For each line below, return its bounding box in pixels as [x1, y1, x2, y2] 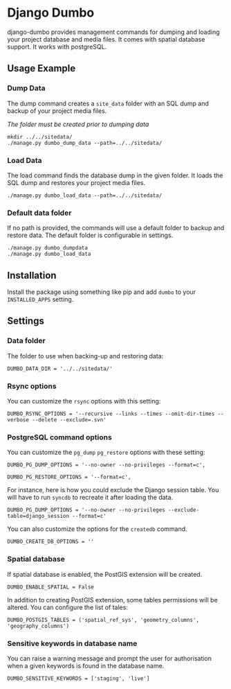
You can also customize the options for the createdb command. [7, 525, 188, 533]
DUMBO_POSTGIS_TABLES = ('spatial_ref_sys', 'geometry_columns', [7, 616, 199, 623]
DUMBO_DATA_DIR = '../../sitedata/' [7, 365, 113, 372]
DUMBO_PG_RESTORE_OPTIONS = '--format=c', [7, 473, 131, 481]
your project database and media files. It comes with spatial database [7, 35, 205, 43]
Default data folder [7, 208, 72, 218]
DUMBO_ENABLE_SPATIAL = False [7, 584, 95, 591]
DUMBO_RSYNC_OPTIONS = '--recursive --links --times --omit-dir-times [7, 410, 215, 417]
